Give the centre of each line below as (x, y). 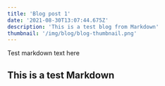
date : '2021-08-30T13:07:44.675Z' (58, 20)
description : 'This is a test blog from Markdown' (83, 27)
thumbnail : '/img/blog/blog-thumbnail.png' (72, 33)
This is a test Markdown (61, 75)
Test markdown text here (43, 53)
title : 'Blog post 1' (39, 14)
